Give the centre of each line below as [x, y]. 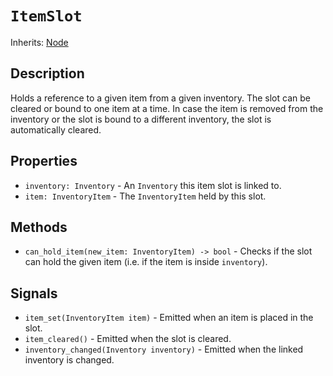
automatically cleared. [56, 129]
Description [47, 73]
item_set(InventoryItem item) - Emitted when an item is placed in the [169, 318]
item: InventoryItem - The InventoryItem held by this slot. [145, 196]
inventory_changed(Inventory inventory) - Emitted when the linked [164, 349]
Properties [44, 161]
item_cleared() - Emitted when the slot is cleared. [128, 339]
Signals [34, 293]
